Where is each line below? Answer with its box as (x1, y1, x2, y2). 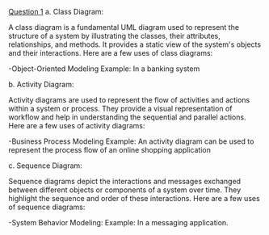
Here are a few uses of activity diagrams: (8, 121, 145, 130)
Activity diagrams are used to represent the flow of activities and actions (8, 95, 250, 104)
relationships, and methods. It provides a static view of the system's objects (8, 40, 261, 49)
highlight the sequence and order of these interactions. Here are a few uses (8, 194, 260, 203)
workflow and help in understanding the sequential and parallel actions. (8, 112, 246, 122)
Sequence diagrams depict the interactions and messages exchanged (8, 177, 241, 186)
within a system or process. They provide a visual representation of (8, 104, 233, 113)
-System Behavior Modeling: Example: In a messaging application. (8, 218, 229, 227)
